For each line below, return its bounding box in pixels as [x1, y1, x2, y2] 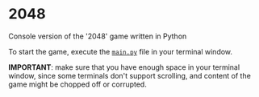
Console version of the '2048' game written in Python [8, 31, 187, 41]
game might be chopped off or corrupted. [8, 79, 147, 89]
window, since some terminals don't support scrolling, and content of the [8, 71, 252, 80]
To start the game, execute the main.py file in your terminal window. [8, 46, 232, 56]
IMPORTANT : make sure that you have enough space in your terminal [8, 62, 240, 72]
